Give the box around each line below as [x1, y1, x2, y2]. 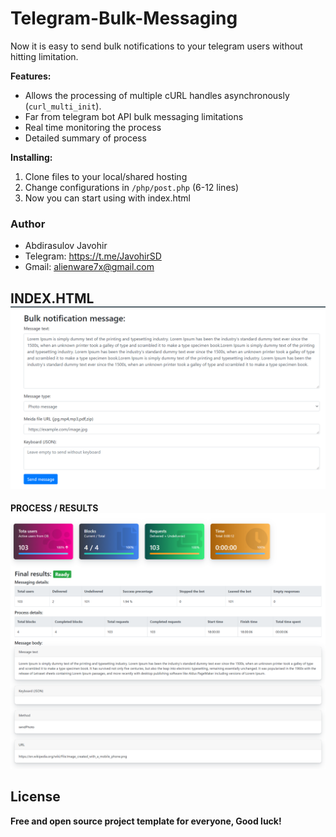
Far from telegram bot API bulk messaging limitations [24, 110, 244, 122]
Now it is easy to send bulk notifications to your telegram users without [10, 40, 303, 52]
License [10, 788, 61, 806]
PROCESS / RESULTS [10, 502, 99, 514]
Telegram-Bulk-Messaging [10, 7, 238, 30]
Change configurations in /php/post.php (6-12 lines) [24, 181, 240, 193]
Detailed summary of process [24, 132, 147, 144]
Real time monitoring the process [24, 121, 162, 133]
